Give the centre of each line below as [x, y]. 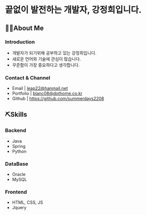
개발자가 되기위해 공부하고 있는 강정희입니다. [54, 53]
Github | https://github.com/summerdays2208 [58, 99]
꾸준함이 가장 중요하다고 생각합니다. [46, 65]
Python [19, 151]
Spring [19, 146]
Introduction [20, 42]
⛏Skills [16, 114]
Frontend [16, 192]
